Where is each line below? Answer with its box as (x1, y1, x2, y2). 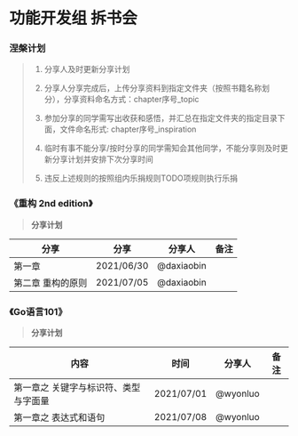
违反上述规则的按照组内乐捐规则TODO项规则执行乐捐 (43, 173, 238, 183)
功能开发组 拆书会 (9, 8, 137, 28)
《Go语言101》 (9, 305, 68, 318)
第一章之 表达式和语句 (13, 411, 106, 424)
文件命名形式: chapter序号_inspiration (59, 124, 197, 134)
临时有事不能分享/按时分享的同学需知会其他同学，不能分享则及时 (43, 143, 281, 154)
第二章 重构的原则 (13, 277, 88, 289)
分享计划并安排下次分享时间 (51, 154, 153, 165)
